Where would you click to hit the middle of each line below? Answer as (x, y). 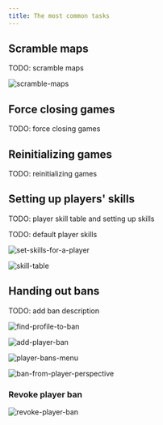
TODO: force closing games (54, 129)
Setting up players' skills (72, 199)
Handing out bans (54, 291)
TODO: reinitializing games (53, 174)
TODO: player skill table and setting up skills (81, 219)
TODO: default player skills (53, 234)
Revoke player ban (46, 394)
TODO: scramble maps (46, 68)
